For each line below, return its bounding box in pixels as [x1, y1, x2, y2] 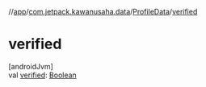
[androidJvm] [8, 61, 54, 71]
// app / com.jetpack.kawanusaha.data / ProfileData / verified [8, 7, 198, 16]
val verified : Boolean [8, 70, 77, 80]
